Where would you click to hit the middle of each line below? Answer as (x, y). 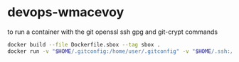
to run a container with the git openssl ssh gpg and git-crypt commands (113, 32)
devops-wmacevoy (66, 12)
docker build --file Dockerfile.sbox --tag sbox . (84, 44)
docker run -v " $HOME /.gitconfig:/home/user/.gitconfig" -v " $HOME (110, 51)
